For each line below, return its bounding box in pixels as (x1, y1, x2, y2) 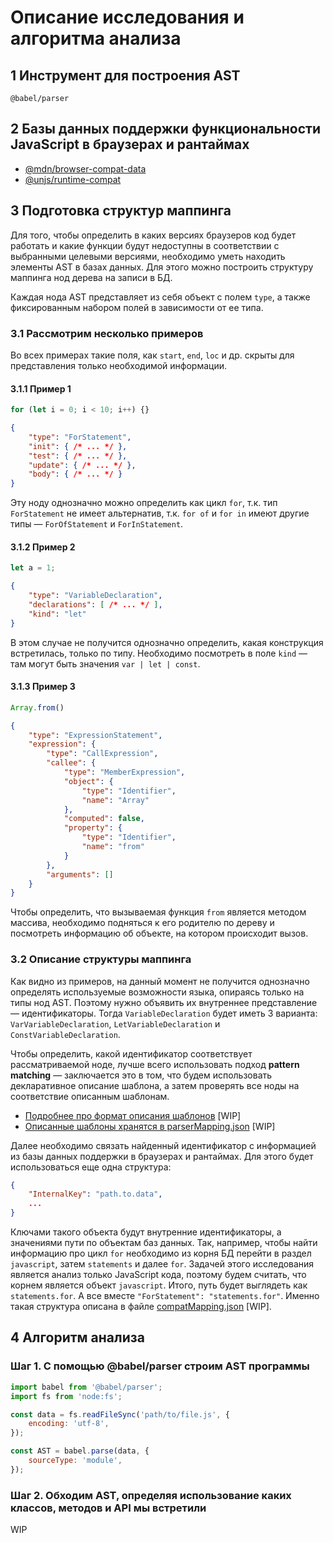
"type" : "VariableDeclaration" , (28, 591, 163, 601)
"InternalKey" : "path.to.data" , (28, 1189, 163, 1200)
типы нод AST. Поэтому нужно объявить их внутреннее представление (10, 996, 318, 1008)
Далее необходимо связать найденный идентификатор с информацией (10, 1139, 317, 1151)
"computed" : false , (63, 814, 145, 824)
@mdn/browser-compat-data (24, 162, 147, 175)
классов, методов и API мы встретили (10, 1501, 207, 1515)
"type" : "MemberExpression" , (63, 767, 186, 778)
